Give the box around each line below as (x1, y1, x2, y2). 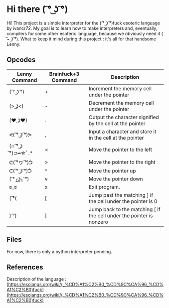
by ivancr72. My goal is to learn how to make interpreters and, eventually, (6, 25, 158, 31)
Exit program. (88, 183, 120, 190)
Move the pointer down (88, 175, 143, 182)
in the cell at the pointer (88, 134, 144, 141)
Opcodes (6, 56, 36, 64)
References (6, 263, 43, 271)
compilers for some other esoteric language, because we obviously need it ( (6, 30, 164, 36)
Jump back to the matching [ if (88, 206, 161, 213)
